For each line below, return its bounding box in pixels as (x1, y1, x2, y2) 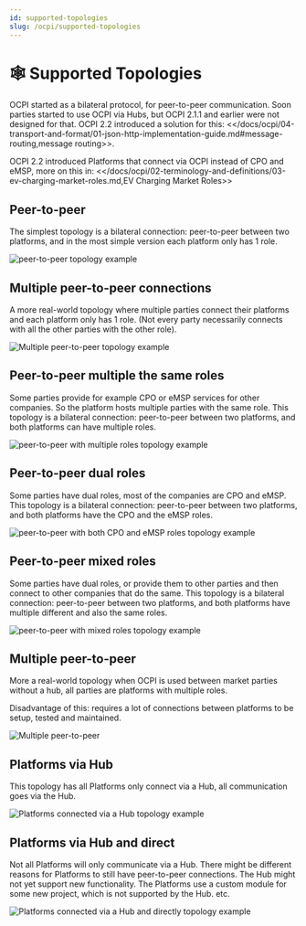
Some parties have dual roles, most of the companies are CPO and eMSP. (9, 490, 287, 501)
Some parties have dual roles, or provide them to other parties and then (9, 578, 279, 589)
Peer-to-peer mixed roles (9, 554, 157, 569)
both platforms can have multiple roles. (9, 421, 157, 432)
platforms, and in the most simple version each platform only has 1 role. (9, 236, 278, 247)
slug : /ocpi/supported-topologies (9, 22, 142, 31)
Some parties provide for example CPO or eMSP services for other (9, 392, 260, 403)
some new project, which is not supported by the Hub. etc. (9, 888, 230, 899)
